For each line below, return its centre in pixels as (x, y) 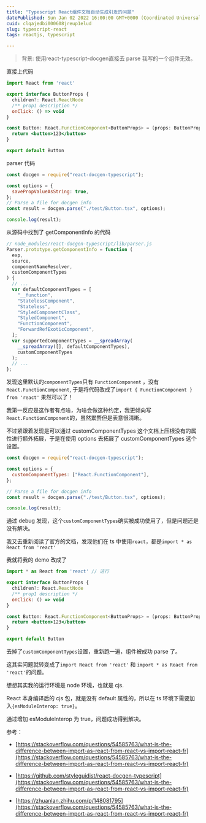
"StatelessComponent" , (46, 301)
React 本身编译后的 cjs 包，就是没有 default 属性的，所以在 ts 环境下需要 (98, 698)
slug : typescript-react (37, 29)
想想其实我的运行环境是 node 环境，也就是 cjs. (65, 685)
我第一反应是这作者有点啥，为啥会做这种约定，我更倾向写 (79, 410)
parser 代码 (21, 163)
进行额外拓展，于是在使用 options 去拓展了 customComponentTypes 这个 (104, 439)
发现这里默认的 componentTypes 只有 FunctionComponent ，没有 (83, 382)
